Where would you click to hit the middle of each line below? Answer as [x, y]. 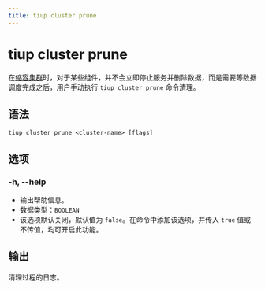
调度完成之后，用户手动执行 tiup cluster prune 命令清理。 [104, 87]
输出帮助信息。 [44, 200]
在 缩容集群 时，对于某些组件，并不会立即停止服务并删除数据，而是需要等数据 [132, 77]
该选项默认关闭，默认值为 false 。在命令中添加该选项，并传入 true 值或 [135, 220]
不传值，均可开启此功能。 [61, 230]
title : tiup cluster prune [52, 15]
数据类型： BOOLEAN [49, 210]
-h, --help [27, 182]
